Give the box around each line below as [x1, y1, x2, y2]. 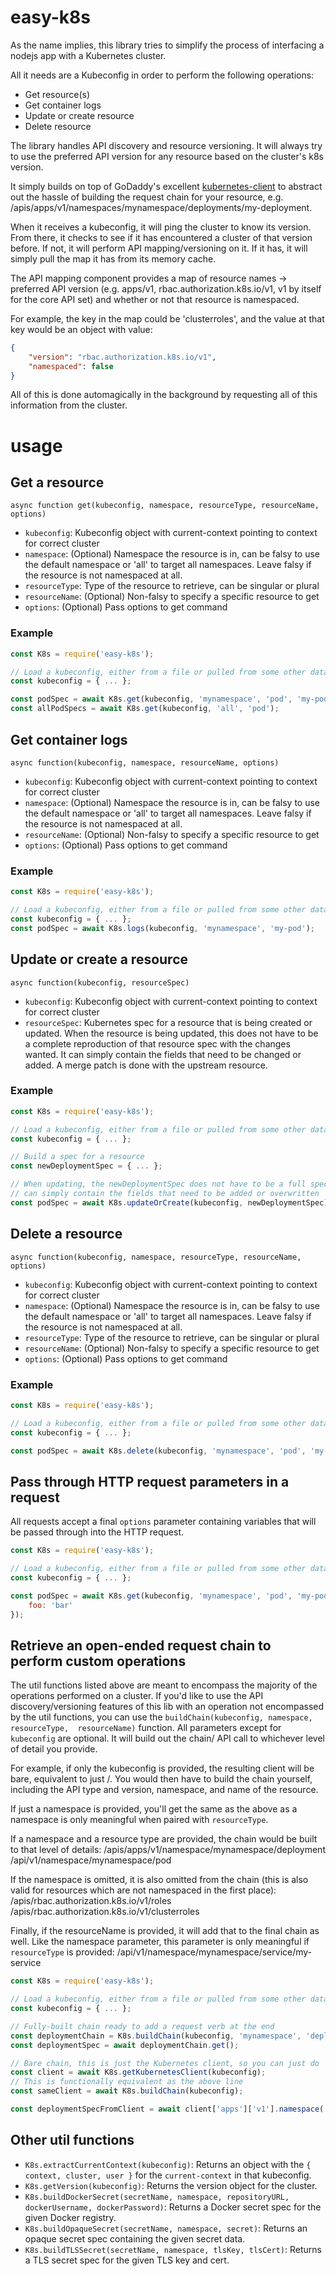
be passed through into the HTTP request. [10, 1526, 185, 1538]
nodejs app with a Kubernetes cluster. [10, 49, 167, 61]
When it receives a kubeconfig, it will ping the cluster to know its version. [10, 221, 312, 233]
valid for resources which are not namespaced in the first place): [10, 1884, 277, 1896]
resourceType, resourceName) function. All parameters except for [10, 1722, 282, 1734]
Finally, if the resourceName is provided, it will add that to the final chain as [10, 1925, 320, 1937]
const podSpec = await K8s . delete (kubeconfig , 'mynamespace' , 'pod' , [10, 1446, 307, 1456]
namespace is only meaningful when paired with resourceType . [10, 1814, 269, 1826]
